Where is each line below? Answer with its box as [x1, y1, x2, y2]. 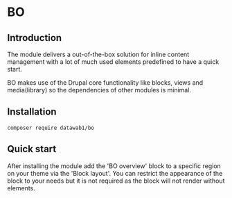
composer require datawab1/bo [7, 124, 95, 131]
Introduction [7, 32, 62, 44]
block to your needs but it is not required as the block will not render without [7, 176, 225, 185]
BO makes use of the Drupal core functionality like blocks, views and [7, 79, 204, 87]
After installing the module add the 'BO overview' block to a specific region [7, 161, 222, 170]
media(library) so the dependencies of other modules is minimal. [7, 86, 192, 94]
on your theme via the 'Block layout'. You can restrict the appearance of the [7, 169, 223, 177]
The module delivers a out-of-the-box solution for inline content [7, 50, 190, 58]
